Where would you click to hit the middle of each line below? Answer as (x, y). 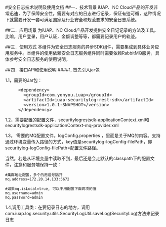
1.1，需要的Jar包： (24, 80)
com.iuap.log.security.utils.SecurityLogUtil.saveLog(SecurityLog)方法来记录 (82, 213)
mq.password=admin (24, 197)
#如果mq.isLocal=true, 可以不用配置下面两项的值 (51, 189)
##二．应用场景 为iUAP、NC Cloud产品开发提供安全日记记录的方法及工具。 (82, 30)
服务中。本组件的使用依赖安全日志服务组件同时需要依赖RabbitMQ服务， (82, 53)
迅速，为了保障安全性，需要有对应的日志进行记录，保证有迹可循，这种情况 (85, 13)
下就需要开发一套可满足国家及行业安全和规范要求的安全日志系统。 (72, 20)
